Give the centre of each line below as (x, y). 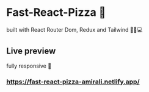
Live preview (31, 51)
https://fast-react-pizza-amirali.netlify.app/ (73, 82)
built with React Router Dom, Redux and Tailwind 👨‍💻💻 (74, 29)
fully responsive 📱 (29, 66)
